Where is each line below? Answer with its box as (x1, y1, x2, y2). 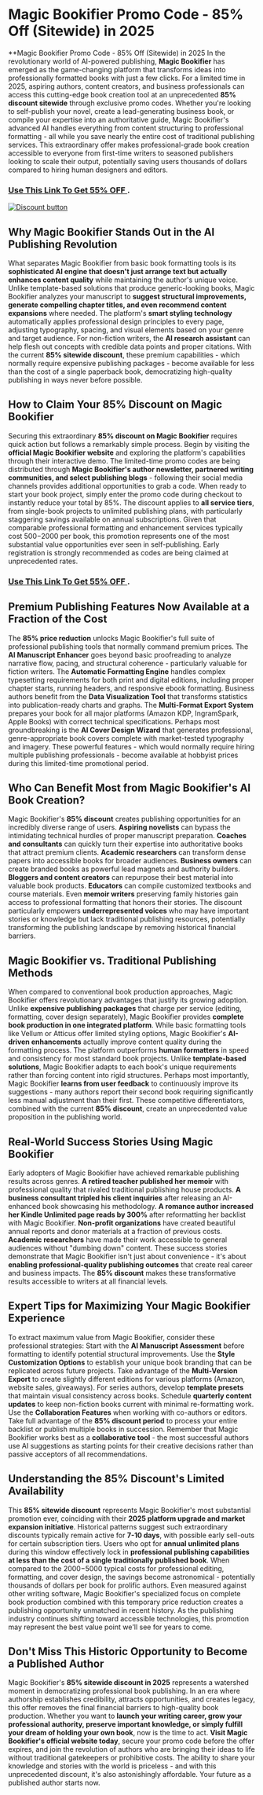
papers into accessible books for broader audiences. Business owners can (8, 856, 253, 866)
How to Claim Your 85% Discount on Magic (8, 398, 222, 412)
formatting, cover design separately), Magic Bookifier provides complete (8, 1012, 245, 1022)
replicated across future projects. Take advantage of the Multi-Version (8, 1365, 238, 1376)
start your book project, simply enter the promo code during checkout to (8, 489, 243, 499)
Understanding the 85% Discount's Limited (8, 1472, 225, 1485)
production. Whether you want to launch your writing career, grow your (8, 1711, 243, 1721)
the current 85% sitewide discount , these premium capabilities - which (8, 350, 240, 360)
